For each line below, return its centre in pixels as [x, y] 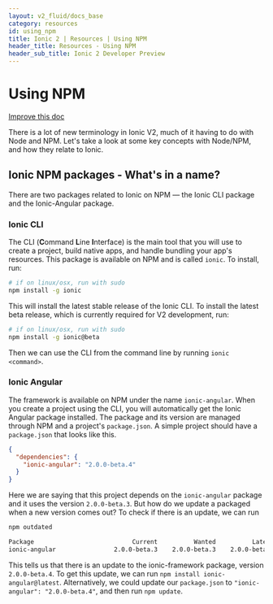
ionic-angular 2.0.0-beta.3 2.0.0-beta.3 [113, 550]
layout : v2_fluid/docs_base [56, 16]
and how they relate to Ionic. [56, 149]
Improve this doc [37, 116]
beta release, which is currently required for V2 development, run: [119, 315]
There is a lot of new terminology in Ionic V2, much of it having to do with [131, 132]
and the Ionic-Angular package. [61, 203]
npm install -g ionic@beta [54, 337]
